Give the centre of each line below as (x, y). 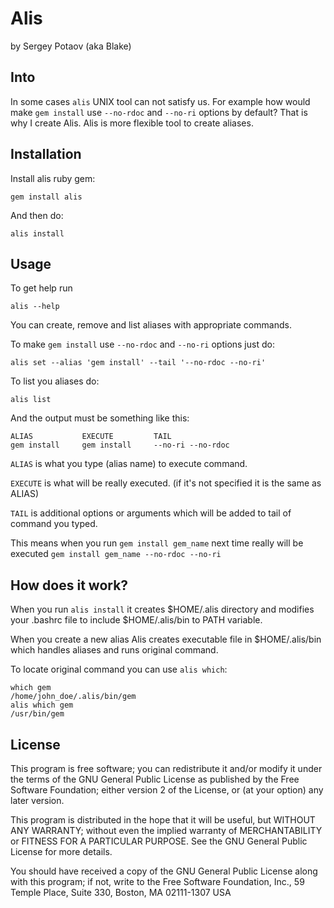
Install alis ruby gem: (53, 178)
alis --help (35, 307)
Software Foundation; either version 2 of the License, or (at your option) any (167, 790)
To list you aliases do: (55, 381)
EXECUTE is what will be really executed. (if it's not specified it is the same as (166, 483)
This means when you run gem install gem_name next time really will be (157, 543)
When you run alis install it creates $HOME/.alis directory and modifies (162, 609)
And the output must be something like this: (100, 418)
